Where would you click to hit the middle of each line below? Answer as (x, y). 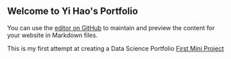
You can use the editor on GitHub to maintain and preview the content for (111, 27)
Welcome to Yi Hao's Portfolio (73, 11)
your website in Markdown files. (52, 35)
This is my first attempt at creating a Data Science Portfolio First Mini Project (115, 48)
